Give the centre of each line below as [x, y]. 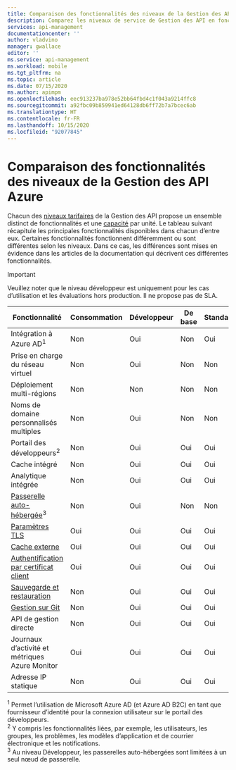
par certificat [32, 567]
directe [22, 628]
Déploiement [32, 385]
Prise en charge [37, 355]
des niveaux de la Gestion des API [108, 181]
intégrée [25, 485]
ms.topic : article [34, 79]
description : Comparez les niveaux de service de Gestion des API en [111, 20]
